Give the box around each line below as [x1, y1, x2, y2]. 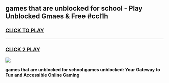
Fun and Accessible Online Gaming [5, 72, 80, 78]
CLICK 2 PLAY [5, 46, 40, 53]
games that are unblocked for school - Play [5, 4, 143, 13]
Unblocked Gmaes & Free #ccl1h [5, 12, 108, 21]
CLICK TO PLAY [5, 27, 44, 34]
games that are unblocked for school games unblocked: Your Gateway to [5, 66, 160, 72]
